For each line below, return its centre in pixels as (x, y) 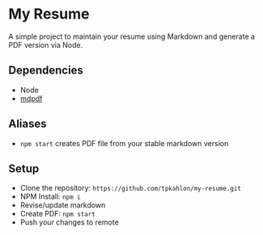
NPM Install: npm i (50, 197)
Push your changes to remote (69, 222)
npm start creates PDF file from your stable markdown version (124, 143)
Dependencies (46, 71)
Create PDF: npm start (57, 214)
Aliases (28, 124)
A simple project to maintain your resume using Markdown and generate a (132, 36)
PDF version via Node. (46, 44)
